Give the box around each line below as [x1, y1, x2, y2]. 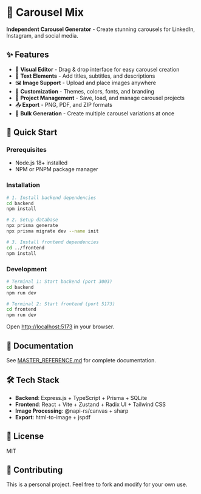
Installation [6, 181, 41, 189]
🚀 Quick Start [6, 127, 58, 138]
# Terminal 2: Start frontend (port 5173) [6, 300, 115, 307]
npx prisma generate [6, 223, 59, 229]
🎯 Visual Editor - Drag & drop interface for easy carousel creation [15, 66, 180, 73]
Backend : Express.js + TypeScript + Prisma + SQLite [15, 394, 148, 401]
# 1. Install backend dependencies [6, 194, 97, 201]
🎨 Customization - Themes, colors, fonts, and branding [15, 87, 155, 95]
